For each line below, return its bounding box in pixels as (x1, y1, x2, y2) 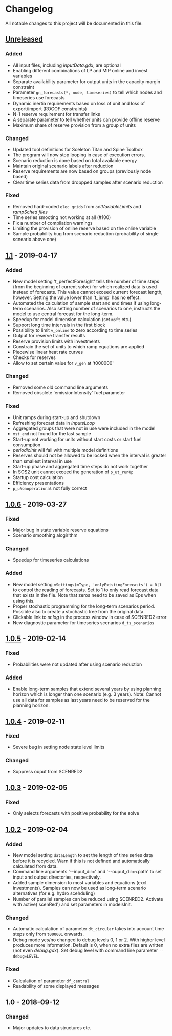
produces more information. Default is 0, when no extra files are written (12, 942, 164, 948)
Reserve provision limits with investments (12, 338, 100, 344)
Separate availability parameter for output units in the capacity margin (12, 78, 160, 85)
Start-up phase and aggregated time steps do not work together (12, 463, 148, 469)
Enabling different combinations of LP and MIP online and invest (12, 67, 148, 73)
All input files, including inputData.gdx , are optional (12, 62, 121, 68)
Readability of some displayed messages (12, 983, 99, 989)
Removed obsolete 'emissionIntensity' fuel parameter (12, 390, 125, 396)
